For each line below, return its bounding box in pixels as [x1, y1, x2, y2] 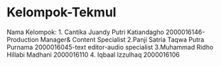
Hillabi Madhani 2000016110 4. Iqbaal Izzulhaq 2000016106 [6, 50, 180, 59]
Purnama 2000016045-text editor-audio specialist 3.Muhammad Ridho [6, 43, 214, 51]
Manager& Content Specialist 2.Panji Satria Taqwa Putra [40, 35, 205, 43]
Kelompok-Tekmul [6, 4, 117, 21]
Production [6, 35, 39, 43]
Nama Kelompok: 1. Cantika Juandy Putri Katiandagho [6, 28, 165, 36]
